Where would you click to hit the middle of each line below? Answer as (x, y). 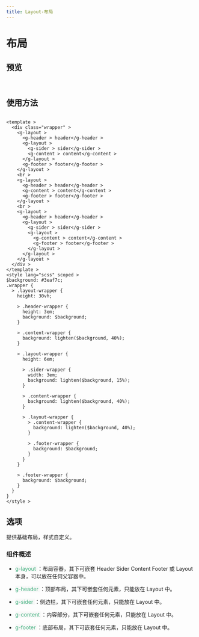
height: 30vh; (35, 296)
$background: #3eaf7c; (35, 281)
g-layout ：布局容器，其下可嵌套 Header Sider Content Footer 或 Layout (104, 568)
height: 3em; (38, 312)
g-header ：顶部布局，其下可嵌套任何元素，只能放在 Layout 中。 (95, 589)
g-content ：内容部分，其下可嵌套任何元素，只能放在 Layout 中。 (96, 614)
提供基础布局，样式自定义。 (41, 537)
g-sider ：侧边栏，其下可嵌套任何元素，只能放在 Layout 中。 (90, 601)
